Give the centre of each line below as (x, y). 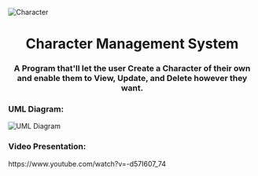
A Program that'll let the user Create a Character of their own (132, 68)
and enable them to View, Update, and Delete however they (132, 79)
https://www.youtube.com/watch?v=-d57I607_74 (87, 163)
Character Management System (132, 44)
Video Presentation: (47, 147)
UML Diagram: (36, 109)
